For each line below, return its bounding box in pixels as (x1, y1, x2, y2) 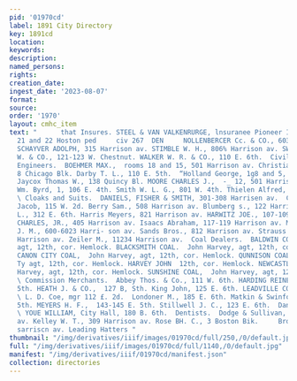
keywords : (9, 46, 46, 55)
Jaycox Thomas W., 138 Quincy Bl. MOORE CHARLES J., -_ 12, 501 (17, 178, 263, 187)
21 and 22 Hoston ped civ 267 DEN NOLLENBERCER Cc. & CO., (17, 136, 275, 145)
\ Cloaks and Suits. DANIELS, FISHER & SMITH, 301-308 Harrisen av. (17, 194, 278, 203)
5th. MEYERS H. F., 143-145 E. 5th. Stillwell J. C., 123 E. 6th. (17, 301, 271, 309)
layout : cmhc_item (9, 120, 77, 129)
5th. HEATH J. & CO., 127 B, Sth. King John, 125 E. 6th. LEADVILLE (17, 284, 278, 293)
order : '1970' (9, 111, 62, 120)
